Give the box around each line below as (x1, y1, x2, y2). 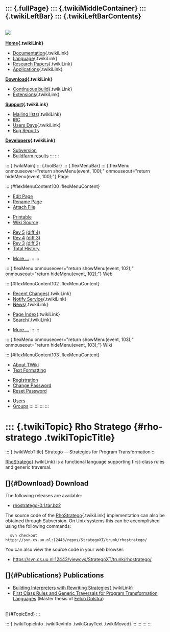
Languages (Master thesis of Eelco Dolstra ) (12, 595, 104, 601)
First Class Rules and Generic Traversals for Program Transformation (12, 590, 158, 596)
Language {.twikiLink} (12, 56, 58, 62)
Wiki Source (12, 220, 38, 226)
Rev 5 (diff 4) (12, 229, 41, 235)
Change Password (12, 382, 52, 388)
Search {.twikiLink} (12, 317, 52, 323)
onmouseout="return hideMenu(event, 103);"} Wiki (5, 342, 112, 348)
